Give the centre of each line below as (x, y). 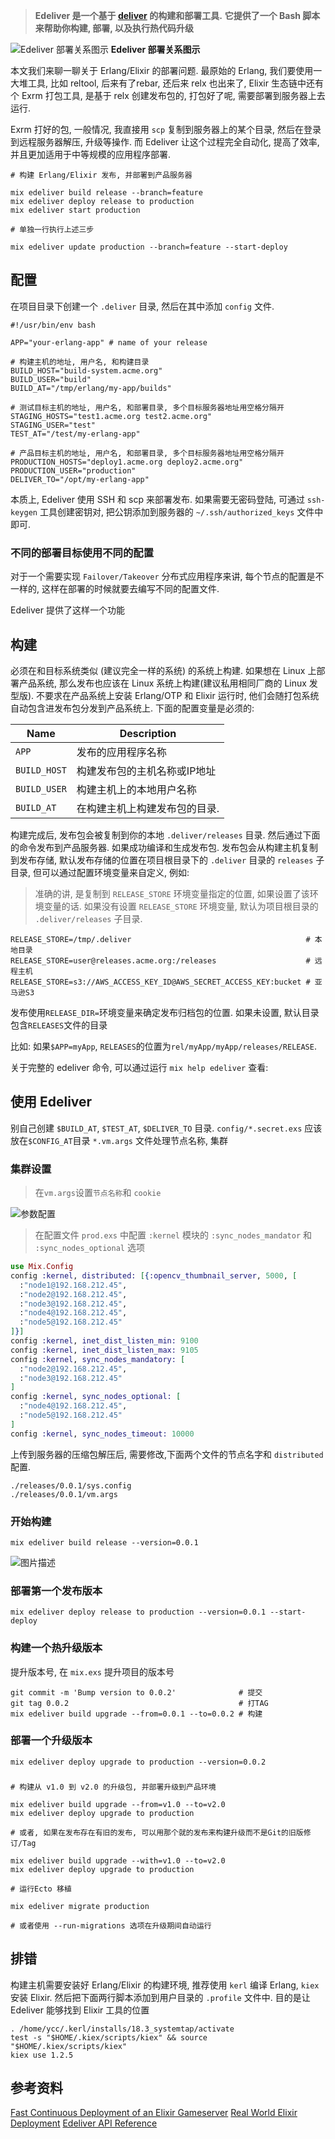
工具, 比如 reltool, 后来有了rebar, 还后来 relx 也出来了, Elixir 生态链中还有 (175, 83)
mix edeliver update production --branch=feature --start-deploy (149, 247)
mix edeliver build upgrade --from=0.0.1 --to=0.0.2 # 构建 (136, 1714)
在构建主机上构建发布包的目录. (148, 808)
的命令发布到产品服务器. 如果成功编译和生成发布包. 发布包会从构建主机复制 (164, 847)
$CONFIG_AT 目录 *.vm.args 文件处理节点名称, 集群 (128, 1140)
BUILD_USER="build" (51, 379)
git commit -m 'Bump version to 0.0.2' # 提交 (136, 1692)
